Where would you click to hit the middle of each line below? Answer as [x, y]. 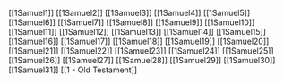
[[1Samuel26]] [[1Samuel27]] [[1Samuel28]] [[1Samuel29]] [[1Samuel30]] [142, 60]
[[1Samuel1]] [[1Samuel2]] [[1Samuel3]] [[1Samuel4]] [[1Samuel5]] [129, 13]
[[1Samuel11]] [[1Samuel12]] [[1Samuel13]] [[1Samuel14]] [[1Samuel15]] [137, 32]
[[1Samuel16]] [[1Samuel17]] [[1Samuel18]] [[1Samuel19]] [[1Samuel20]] [139, 41]
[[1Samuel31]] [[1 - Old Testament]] [73, 70]
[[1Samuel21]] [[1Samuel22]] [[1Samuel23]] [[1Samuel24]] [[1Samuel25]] [141, 51]
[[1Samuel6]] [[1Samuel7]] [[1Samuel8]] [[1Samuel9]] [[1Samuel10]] [132, 22]
